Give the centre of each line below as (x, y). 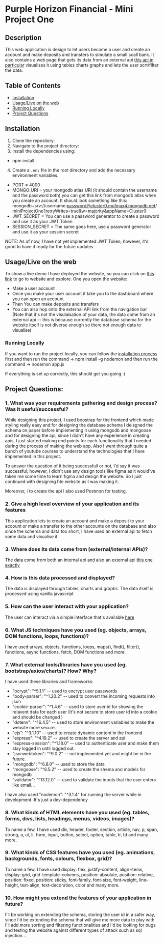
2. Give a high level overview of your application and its (72, 504)
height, (12, 885)
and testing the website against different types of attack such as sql (73, 930)
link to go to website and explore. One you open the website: (66, 279)
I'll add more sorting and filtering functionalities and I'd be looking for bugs (80, 925)
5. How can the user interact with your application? (67, 606)
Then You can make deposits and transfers (56, 304)
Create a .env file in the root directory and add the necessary (74, 170)
